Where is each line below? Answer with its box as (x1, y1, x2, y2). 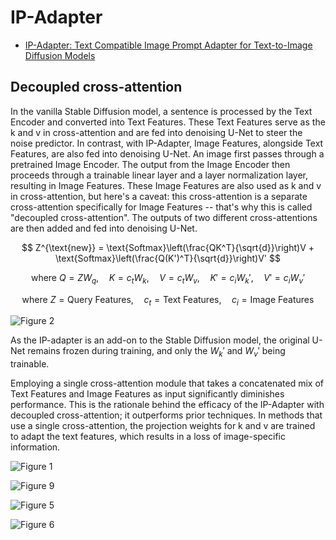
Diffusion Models (24, 49, 96, 61)
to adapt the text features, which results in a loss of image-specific (10, 431, 286, 443)
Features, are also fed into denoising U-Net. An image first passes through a (10, 147, 325, 160)
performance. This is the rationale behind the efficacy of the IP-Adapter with (10, 399, 325, 411)
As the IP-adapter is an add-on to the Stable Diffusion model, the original (10, 334, 310, 346)
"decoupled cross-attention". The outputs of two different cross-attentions (10, 211, 318, 223)
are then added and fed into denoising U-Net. (10, 222, 198, 234)
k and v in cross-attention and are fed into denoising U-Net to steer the (10, 126, 303, 138)
